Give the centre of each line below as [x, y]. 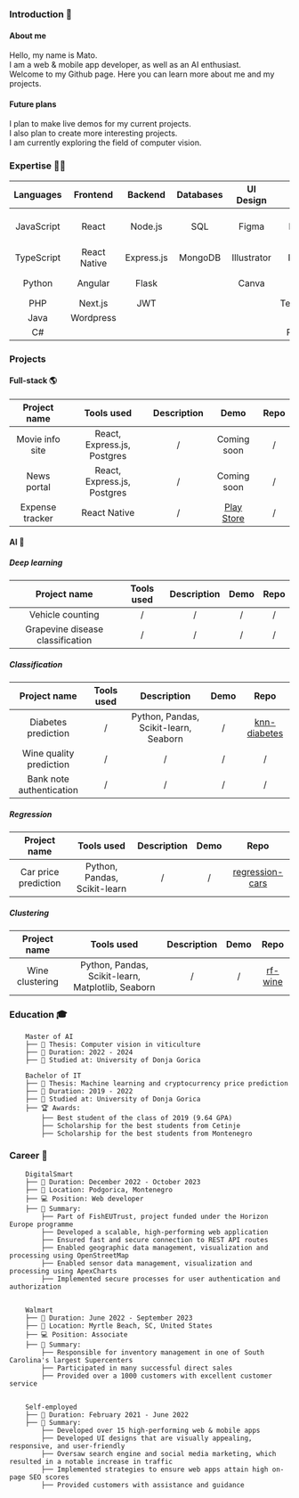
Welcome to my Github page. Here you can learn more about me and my [142, 74]
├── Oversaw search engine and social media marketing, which [159, 1453]
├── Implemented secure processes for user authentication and [161, 1279]
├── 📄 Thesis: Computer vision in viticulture [113, 1044]
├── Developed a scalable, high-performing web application [155, 1232]
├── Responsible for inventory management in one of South [153, 1352]
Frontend [94, 194]
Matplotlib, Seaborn [114, 987]
